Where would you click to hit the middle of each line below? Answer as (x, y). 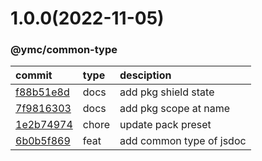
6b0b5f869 (43, 141)
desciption (145, 75)
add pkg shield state (167, 92)
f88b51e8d (42, 92)
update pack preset (165, 125)
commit (34, 75)
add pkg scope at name (175, 109)
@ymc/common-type (64, 50)
